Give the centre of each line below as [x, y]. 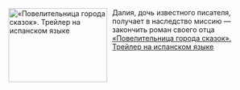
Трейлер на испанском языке [163, 47]
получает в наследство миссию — [172, 21]
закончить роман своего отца [163, 30]
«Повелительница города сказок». [172, 38]
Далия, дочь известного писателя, [172, 12]
